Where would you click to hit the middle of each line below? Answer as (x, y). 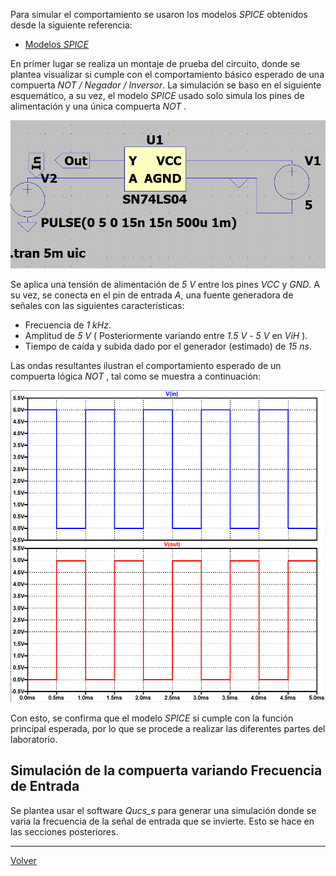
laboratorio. (34, 739)
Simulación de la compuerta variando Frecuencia (166, 770)
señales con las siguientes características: (97, 305)
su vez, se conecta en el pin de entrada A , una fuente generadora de (152, 295)
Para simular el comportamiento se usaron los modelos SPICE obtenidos (159, 14)
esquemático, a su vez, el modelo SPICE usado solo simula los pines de (157, 95)
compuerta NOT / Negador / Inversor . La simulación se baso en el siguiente (166, 85)
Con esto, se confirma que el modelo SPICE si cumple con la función (152, 718)
